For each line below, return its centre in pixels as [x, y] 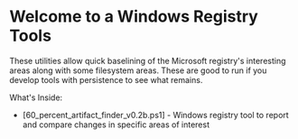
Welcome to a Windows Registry [134, 17]
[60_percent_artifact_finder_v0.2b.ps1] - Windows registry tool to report [155, 115]
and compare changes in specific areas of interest [116, 125]
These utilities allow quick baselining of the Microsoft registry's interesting [148, 60]
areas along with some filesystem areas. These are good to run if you [138, 70]
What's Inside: [36, 97]
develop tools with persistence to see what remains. [106, 79]
